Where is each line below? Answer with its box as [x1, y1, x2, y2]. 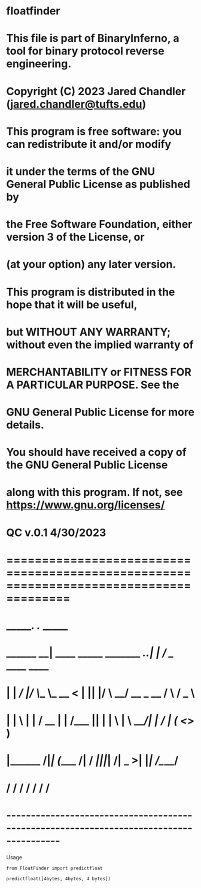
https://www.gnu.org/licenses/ [6, 498, 165, 512]
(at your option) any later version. [6, 257, 176, 271]
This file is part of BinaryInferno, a [6, 32, 179, 46]
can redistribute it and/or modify [6, 137, 172, 151]
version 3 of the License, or [6, 231, 145, 244]
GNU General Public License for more [6, 405, 195, 419]
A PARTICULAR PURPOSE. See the [6, 378, 179, 392]
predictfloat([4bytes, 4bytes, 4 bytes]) [6, 875, 111, 881]
